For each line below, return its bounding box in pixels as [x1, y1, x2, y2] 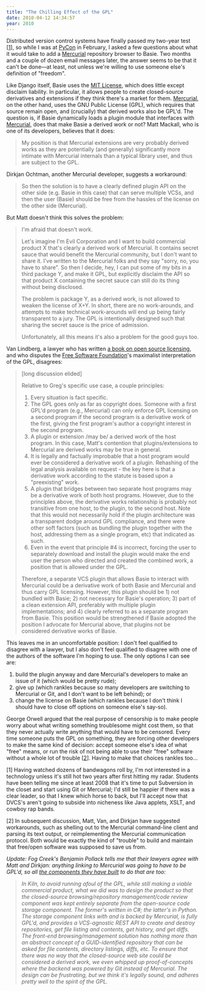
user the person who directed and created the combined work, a [30, 557, 194, 565]
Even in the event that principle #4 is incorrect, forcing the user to [30, 544, 197, 551]
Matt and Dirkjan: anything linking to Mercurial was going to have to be [6, 862, 187, 869]
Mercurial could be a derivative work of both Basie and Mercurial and [21, 582, 196, 589]
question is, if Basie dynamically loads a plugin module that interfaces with [6, 114, 195, 121]
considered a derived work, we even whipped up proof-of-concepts [21, 958, 193, 966]
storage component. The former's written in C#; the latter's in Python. [21, 906, 198, 914]
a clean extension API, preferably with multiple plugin [21, 601, 156, 609]
